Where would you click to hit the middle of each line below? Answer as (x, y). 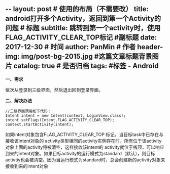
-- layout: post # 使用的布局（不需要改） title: (77, 9)
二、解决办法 (19, 101)
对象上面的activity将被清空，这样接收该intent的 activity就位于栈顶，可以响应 (85, 147)
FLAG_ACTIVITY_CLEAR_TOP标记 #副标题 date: (81, 38)
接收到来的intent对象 (27, 166)
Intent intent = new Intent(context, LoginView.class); (65, 115)
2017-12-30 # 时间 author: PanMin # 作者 (71, 47)
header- (150, 47)
